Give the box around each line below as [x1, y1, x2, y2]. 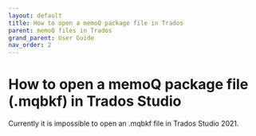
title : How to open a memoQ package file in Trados [8, 19, 183, 27]
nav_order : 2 [8, 41, 52, 49]
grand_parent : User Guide [8, 33, 94, 42]
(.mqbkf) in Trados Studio [8, 92, 182, 111]
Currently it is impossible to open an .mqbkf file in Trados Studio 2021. [8, 119, 239, 128]
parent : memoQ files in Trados [8, 26, 112, 34]
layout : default [8, 11, 62, 20]
